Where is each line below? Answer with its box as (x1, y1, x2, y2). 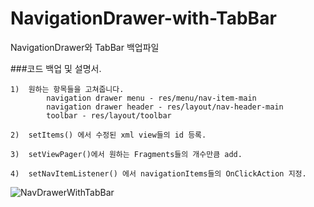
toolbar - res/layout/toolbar (46, 110, 172, 121)
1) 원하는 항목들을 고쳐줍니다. (10, 84, 125, 94)
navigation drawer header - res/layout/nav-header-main (46, 102, 284, 112)
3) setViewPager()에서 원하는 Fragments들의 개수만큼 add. (10, 149, 243, 159)
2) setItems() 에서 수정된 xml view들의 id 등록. (10, 130, 207, 140)
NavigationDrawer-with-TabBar (10, 7, 277, 30)
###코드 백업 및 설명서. (10, 62, 102, 74)
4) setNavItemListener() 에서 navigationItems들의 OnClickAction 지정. (10, 168, 307, 179)
